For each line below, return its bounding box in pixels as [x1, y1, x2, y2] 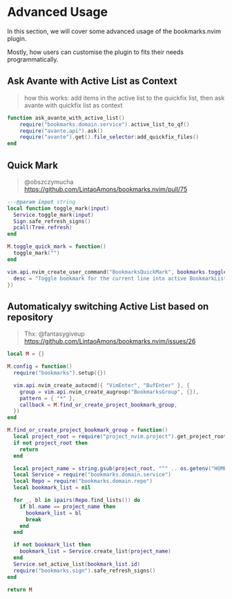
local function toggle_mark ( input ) [7, 205, 110, 212]
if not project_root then [13, 439, 88, 447]
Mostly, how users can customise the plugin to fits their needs [7, 48, 184, 56]
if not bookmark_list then [13, 542, 91, 548]
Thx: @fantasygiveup [23, 330, 85, 338]
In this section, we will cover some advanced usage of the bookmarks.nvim [7, 27, 221, 35]
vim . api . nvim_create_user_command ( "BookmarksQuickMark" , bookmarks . [7, 268, 209, 276]
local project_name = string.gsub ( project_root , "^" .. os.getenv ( [13, 465, 212, 472]
